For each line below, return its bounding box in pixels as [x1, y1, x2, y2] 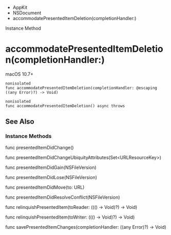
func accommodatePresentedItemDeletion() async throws [5, 103, 125, 108]
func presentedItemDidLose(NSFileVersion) [5, 174, 98, 180]
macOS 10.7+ [5, 71, 33, 77]
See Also [5, 117, 34, 126]
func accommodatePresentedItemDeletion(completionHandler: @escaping [5, 85, 158, 90]
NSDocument [12, 10, 42, 16]
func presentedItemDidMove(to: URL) [5, 184, 85, 190]
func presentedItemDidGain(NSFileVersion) [5, 164, 97, 170]
